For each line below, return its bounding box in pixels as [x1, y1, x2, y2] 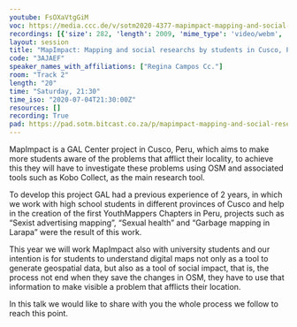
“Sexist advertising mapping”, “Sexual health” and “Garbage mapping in [9, 217, 270, 228]
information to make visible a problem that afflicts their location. [9, 282, 241, 292]
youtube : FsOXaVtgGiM [9, 12, 89, 22]
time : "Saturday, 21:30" [9, 87, 101, 95]
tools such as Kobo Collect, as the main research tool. [9, 172, 205, 182]
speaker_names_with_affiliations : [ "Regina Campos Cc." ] [9, 63, 224, 72]
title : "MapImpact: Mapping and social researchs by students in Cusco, [9, 46, 283, 55]
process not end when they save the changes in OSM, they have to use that [9, 272, 285, 283]
